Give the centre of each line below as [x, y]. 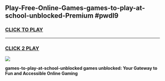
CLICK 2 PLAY [22, 48]
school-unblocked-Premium [49, 16]
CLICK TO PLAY [24, 30]
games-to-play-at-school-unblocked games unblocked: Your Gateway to [81, 68]
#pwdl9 [107, 16]
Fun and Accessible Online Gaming [41, 73]
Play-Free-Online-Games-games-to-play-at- [75, 8]
